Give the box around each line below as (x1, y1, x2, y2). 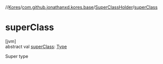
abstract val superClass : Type (5, 43, 67, 49)
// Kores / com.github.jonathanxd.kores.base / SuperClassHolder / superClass (5, 4, 158, 10)
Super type (5, 53, 29, 59)
